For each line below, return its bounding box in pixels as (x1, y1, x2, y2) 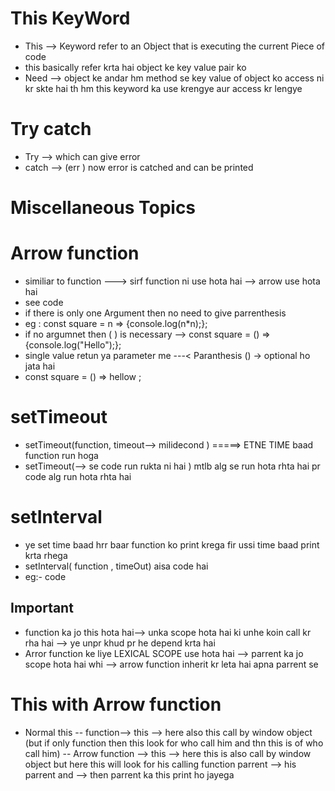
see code (24, 297, 64, 308)
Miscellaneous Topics (10, 197, 197, 219)
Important (10, 600, 74, 617)
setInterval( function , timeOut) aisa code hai (24, 560, 209, 572)
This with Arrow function (10, 693, 222, 716)
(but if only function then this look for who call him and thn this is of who (24, 737, 324, 749)
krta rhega (24, 549, 68, 561)
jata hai (24, 360, 56, 372)
